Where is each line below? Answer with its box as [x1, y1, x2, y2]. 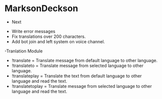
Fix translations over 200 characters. [11, 33, 86, 39]
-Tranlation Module [4, 48, 43, 54]
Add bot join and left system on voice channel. [11, 38, 105, 44]
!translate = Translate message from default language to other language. [11, 57, 158, 63]
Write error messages [11, 28, 56, 34]
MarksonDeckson [4, 3, 79, 14]
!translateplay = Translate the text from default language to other [11, 73, 142, 79]
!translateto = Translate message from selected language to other [11, 63, 144, 68]
